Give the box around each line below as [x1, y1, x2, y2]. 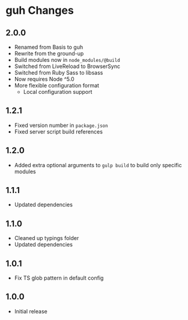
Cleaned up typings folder [14, 235, 79, 242]
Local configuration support [23, 88, 92, 95]
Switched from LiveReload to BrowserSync [14, 63, 121, 70]
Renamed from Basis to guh [14, 43, 83, 51]
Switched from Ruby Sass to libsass [14, 69, 103, 76]
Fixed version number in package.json [14, 122, 109, 129]
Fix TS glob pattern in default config [14, 274, 104, 282]
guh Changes [5, 4, 74, 17]
